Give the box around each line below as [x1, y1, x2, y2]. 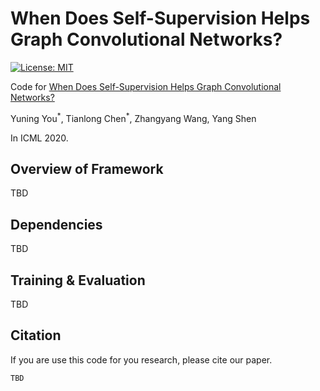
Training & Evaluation [10, 272, 146, 289]
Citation [10, 327, 62, 344]
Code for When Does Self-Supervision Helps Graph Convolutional [10, 80, 282, 92]
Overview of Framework [10, 160, 164, 177]
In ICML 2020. [10, 132, 69, 144]
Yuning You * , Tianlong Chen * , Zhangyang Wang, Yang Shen [10, 110, 257, 124]
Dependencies [10, 216, 103, 233]
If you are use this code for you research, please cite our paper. [10, 353, 273, 366]
